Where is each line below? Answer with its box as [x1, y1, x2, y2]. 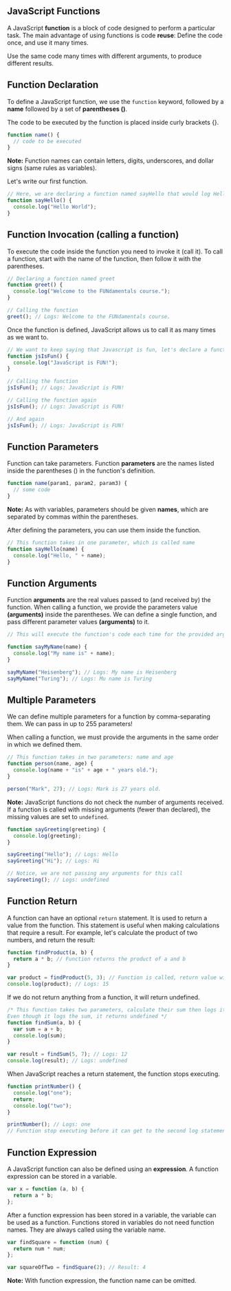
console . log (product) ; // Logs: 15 [7, 981, 109, 988]
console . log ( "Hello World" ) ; [13, 203, 97, 210]
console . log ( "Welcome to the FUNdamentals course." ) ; [13, 288, 170, 295]
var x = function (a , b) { [7, 1186, 85, 1192]
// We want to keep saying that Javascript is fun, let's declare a [7, 346, 208, 353]
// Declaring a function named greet [7, 275, 115, 282]
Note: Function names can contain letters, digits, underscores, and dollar [7, 156, 214, 165]
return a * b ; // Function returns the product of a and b [13, 956, 186, 962]
